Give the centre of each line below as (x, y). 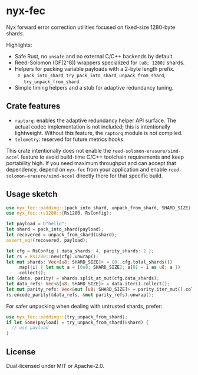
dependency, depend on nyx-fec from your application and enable (87, 169)
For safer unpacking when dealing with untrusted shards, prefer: (84, 306)
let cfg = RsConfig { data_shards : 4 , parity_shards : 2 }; (80, 251)
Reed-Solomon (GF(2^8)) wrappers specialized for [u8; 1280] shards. (100, 63)
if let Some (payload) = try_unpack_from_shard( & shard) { (77, 323)
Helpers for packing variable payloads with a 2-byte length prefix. (95, 68)
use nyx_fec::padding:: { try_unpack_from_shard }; (67, 317)
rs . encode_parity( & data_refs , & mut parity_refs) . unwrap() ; (80, 295)
